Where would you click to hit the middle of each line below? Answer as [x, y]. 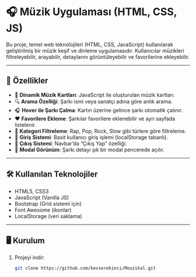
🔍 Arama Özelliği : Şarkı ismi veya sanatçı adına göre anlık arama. [94, 101]
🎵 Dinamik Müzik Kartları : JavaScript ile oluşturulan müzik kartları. [94, 95]
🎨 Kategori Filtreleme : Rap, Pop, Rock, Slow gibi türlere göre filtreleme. [100, 131]
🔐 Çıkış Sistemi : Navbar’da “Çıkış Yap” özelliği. [71, 143]
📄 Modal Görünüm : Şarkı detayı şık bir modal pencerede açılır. [89, 150]
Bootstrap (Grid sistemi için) [48, 203]
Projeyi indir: [29, 258]
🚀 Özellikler [27, 81]
